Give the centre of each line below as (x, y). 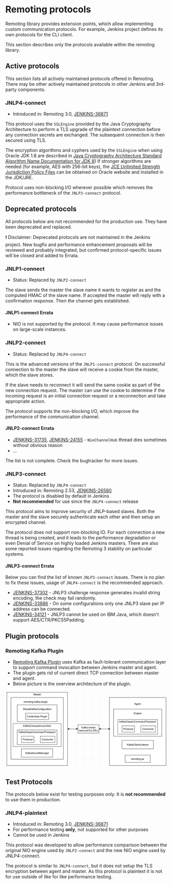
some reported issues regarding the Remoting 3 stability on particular (79, 549)
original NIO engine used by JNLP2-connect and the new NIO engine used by (85, 851)
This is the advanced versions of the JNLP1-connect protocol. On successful (85, 364)
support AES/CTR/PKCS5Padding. (49, 620)
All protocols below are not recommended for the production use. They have (86, 221)
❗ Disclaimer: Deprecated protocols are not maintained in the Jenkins (78, 237)
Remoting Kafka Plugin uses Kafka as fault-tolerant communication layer (89, 662)
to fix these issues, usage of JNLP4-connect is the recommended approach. (84, 583)
